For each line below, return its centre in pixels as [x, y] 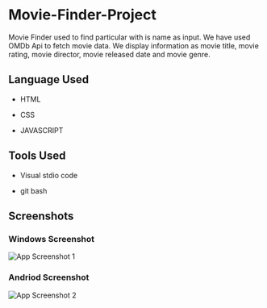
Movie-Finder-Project [83, 15]
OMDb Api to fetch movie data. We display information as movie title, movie [134, 45]
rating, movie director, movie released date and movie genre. [110, 54]
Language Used [49, 79]
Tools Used [37, 156]
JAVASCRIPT [42, 130]
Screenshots [41, 216]
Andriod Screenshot [49, 277]
